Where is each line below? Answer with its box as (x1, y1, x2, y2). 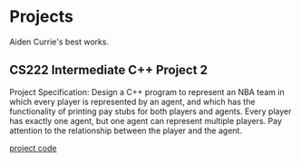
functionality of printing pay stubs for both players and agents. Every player (9, 106, 292, 117)
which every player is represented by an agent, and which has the (9, 96, 256, 107)
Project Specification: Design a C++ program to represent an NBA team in (9, 86, 285, 97)
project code (9, 142, 57, 153)
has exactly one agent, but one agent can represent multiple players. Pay (9, 115, 283, 126)
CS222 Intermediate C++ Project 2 (9, 62, 209, 78)
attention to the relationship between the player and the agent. (9, 125, 243, 136)
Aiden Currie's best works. (9, 36, 110, 47)
